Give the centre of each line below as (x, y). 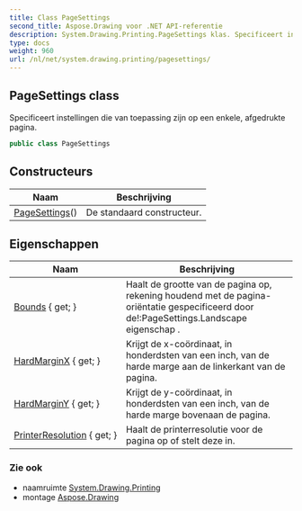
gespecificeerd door (211, 307)
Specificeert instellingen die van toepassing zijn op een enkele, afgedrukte (147, 117)
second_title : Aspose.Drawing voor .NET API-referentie (116, 26)
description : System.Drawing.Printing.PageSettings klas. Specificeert (146, 34)
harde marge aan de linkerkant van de (205, 367)
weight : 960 (31, 51)
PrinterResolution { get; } (66, 435)
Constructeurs (51, 172)
